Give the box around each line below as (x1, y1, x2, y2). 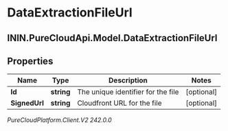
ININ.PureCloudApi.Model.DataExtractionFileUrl (7, 32, 218, 44)
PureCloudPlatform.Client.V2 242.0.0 (7, 116, 112, 124)
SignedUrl (10, 98, 45, 108)
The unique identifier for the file (77, 87, 179, 97)
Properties (7, 55, 54, 67)
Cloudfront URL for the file (77, 98, 163, 108)
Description (109, 75, 148, 85)
